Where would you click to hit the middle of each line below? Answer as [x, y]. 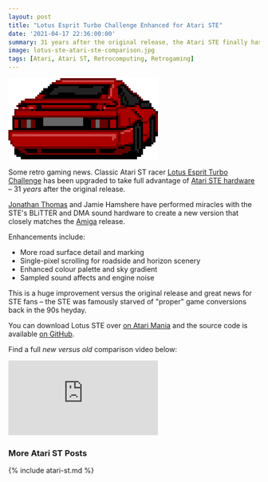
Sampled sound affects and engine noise [87, 278]
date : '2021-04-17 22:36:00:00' [62, 33]
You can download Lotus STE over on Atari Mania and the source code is [128, 325]
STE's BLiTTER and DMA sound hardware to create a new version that [124, 213]
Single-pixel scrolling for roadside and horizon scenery [110, 261]
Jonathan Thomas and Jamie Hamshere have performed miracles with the [130, 204]
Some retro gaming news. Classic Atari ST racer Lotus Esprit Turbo [118, 172]
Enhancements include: [47, 237]
